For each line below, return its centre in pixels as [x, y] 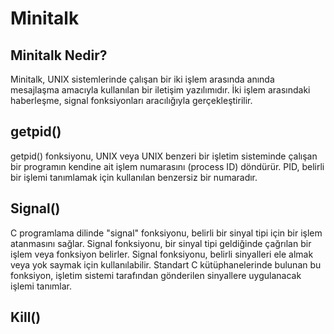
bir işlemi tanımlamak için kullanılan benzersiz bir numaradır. [134, 177]
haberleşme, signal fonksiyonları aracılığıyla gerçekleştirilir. [131, 100]
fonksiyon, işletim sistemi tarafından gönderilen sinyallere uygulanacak [156, 275]
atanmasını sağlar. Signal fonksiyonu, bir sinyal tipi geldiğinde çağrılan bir [161, 243]
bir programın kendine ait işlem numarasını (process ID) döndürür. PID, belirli [167, 166]
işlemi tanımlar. [41, 286]
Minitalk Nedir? [59, 55]
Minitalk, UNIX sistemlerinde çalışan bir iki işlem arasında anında [142, 79]
